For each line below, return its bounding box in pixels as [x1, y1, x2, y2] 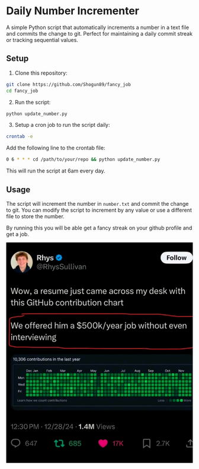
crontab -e [6, 133, 33, 140]
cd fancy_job [6, 88, 38, 94]
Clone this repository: [14, 69, 68, 76]
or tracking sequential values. [6, 36, 79, 43]
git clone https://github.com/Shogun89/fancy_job [6, 81, 131, 87]
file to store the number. [6, 212, 65, 220]
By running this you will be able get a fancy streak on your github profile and [6, 224, 192, 231]
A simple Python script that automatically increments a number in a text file [6, 24, 190, 31]
